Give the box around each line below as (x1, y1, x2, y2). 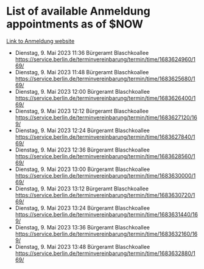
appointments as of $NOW (6, 17, 144, 31)
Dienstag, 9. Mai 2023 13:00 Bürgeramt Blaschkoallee (15, 166, 150, 173)
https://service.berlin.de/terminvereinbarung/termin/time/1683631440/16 (15, 211, 198, 218)
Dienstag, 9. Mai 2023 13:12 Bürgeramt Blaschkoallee (15, 184, 149, 192)
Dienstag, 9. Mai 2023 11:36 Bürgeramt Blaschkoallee (15, 49, 149, 56)
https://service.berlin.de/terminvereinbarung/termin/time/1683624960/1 (15, 55, 196, 63)
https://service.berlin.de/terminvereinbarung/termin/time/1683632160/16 (15, 230, 198, 237)
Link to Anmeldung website (6, 37, 75, 44)
